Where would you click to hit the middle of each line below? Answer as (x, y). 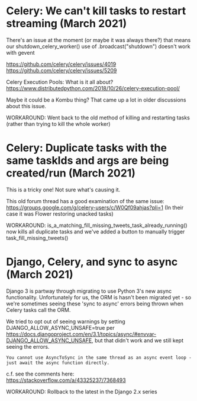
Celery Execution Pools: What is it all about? (60, 82)
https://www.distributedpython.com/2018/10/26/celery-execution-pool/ (93, 88)
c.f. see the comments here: (40, 374)
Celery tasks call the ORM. (38, 310)
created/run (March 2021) (71, 173)
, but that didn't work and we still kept (137, 340)
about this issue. (26, 106)
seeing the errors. (28, 346)
